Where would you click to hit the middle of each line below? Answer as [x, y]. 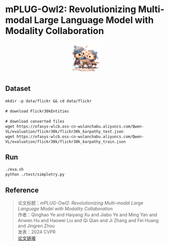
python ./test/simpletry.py [35, 175]
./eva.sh [14, 170]
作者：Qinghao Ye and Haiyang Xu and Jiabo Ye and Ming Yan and [87, 215]
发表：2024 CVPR [37, 232]
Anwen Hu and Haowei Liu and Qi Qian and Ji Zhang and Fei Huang [88, 221]
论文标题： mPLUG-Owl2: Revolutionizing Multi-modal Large [80, 203]
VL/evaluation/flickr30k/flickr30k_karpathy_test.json [64, 131]
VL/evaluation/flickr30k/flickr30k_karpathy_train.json [65, 142]
